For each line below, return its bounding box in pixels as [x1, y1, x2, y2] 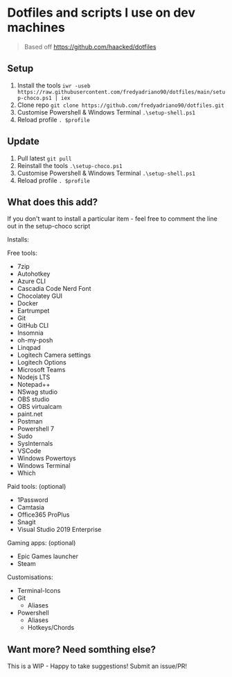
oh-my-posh [17, 336, 53, 344]
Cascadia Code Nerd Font [17, 285, 91, 293]
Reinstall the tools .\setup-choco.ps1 [17, 161, 123, 169]
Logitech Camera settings [17, 351, 91, 359]
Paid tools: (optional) [7, 483, 66, 491]
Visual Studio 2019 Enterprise [17, 526, 102, 534]
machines [7, 19, 66, 35]
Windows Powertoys [17, 454, 76, 462]
